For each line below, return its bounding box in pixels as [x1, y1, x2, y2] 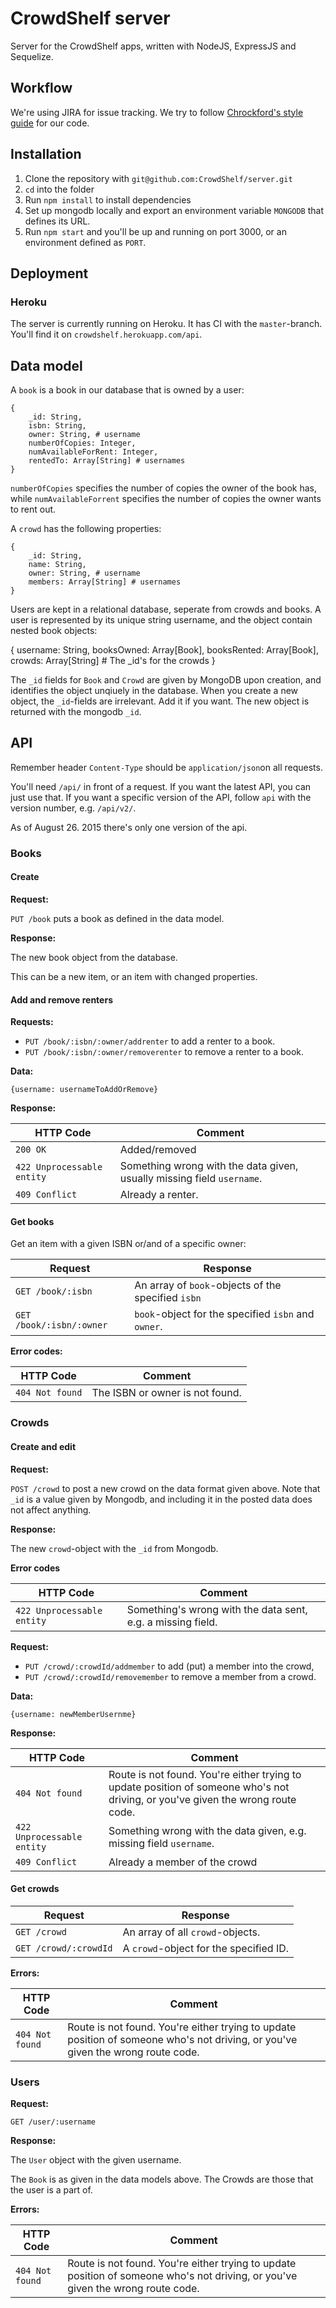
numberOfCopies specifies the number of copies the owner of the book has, [10, 482, 318, 494]
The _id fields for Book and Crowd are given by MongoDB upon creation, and [10, 674, 322, 686]
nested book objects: [10, 625, 98, 637]
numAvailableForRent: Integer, [28, 447, 159, 457]
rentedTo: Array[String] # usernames [28, 456, 186, 466]
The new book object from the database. [10, 952, 178, 963]
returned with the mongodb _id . [10, 706, 142, 718]
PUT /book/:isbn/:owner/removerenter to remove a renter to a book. [24, 1046, 305, 1058]
